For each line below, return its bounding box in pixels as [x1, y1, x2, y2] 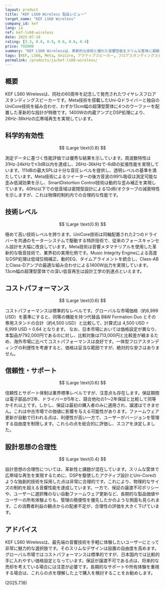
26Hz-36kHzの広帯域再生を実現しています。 [5, 116, 95, 122]
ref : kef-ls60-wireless [5, 30, 54, 35]
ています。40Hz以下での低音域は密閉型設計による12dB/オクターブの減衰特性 [5, 186, 160, 192]
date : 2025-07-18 [5, 35, 41, 40]
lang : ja [5, 26, 23, 31]
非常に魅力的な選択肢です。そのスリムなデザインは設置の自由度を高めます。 [5, 545, 160, 551]
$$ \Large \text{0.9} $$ [58, 221, 107, 227]
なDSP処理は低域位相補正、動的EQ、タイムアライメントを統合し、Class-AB [5, 256, 159, 262]
